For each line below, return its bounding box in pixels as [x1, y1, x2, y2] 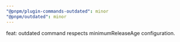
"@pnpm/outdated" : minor [6, 14, 67, 20]
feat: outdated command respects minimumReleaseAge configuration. [6, 29, 175, 36]
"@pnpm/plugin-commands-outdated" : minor [6, 8, 109, 14]
